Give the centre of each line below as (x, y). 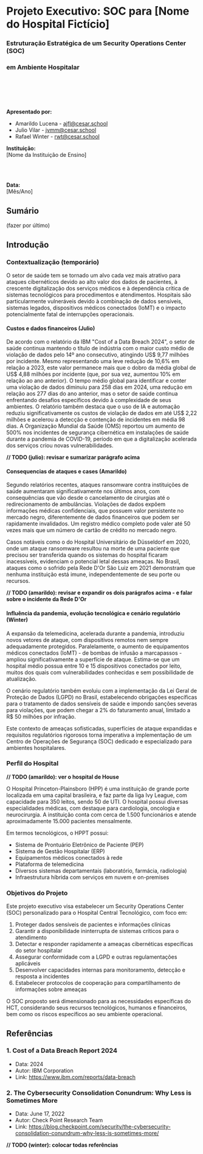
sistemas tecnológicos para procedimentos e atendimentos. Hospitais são (99, 295)
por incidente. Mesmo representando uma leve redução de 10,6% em (93, 361)
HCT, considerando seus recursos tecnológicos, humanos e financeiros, (97, 1008)
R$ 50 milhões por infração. (41, 716)
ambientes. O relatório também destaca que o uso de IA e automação (93, 406)
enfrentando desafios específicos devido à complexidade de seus (89, 400)
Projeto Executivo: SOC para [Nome (98, 11)
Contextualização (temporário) (53, 262)
